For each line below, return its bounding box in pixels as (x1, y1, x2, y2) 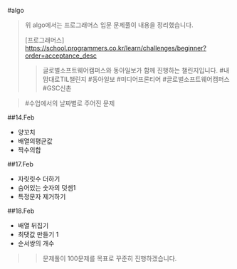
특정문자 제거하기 (17, 192, 66, 201)
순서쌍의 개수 (17, 239, 55, 248)
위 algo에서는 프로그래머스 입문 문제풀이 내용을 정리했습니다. (24, 21, 194, 29)
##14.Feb (7, 113, 35, 122)
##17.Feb (7, 160, 34, 168)
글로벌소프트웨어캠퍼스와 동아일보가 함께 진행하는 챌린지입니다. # (42, 66, 224, 74)
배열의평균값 (17, 137, 53, 145)
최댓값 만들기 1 (17, 231, 59, 238)
